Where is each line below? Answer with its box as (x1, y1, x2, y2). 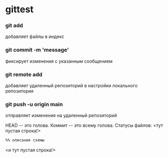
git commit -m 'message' (5, 46, 69, 53)
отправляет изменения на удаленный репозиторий (5, 112, 117, 118)
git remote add (5, 71, 43, 78)
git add (5, 22, 23, 29)
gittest (5, 4, 34, 15)
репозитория (5, 88, 34, 94)
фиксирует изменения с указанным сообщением (5, 58, 113, 64)
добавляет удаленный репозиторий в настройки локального (5, 83, 138, 89)
